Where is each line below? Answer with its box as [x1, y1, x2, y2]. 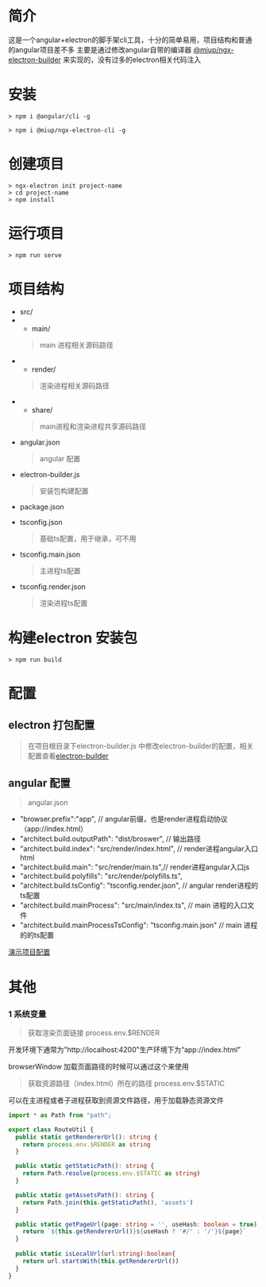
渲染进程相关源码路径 [39, 380, 110, 390]
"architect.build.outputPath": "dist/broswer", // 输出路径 [19, 834, 201, 844]
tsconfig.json [19, 517, 63, 526]
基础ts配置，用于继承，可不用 [39, 534, 137, 543]
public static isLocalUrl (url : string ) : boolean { [15, 1250, 176, 1258]
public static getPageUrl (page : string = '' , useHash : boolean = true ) [15, 1220, 258, 1228]
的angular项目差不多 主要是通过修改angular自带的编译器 [8, 44, 192, 54]
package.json [19, 502, 65, 511]
